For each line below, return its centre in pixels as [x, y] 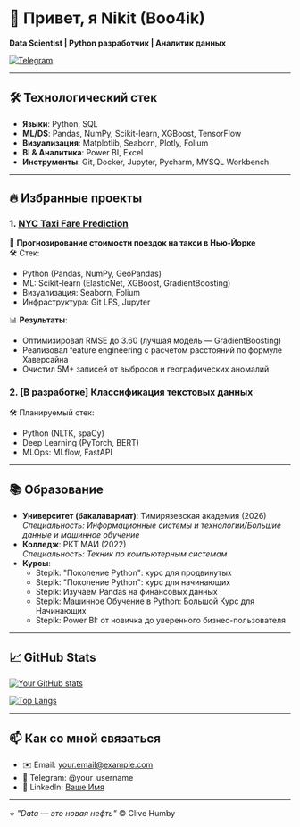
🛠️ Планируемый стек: [52, 412]
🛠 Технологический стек [83, 98]
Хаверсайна [45, 360]
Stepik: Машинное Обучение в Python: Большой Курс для [145, 601]
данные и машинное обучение [81, 534]
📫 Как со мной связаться [85, 738]
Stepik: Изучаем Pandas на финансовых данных [126, 591]
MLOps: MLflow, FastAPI [67, 452]
